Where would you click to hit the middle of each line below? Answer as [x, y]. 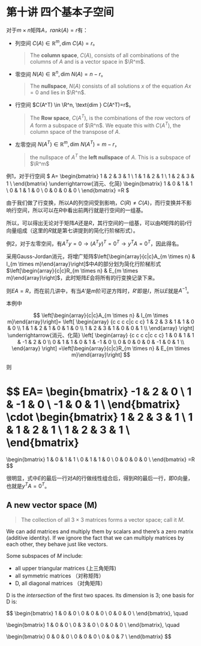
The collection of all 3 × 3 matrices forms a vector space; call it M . [103, 519]
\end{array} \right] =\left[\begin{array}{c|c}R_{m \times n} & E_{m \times [101, 348]
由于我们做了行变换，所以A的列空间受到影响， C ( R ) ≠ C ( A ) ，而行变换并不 [96, 202]
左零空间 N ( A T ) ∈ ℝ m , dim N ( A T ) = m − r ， [67, 143]
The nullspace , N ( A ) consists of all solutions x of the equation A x [110, 86]
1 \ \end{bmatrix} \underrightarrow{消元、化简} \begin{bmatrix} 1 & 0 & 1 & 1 [100, 183]
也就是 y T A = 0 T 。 [28, 485]
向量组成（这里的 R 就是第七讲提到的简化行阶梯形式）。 [73, 230]
